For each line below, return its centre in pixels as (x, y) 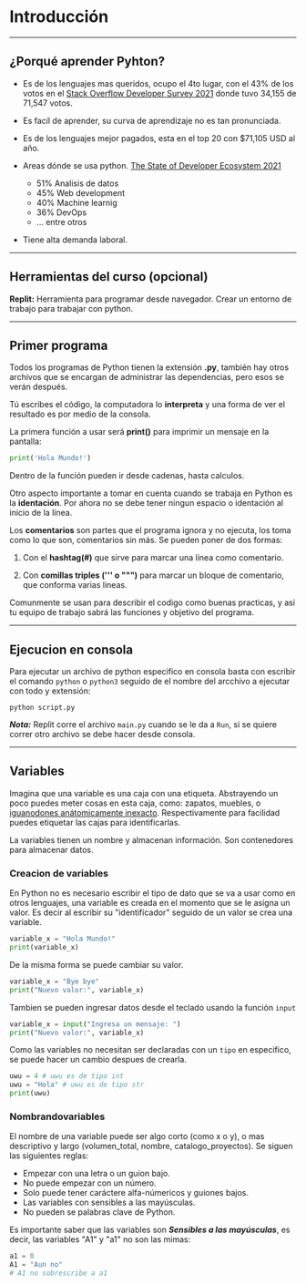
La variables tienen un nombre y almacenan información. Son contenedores (152, 839)
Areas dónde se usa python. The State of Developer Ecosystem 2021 (152, 165)
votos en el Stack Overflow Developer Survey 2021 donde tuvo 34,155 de (159, 93)
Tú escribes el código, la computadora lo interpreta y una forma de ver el (147, 405)
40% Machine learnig (76, 202)
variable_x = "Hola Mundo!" (63, 939)
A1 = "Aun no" (36, 1265)
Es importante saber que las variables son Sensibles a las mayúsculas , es (150, 1230)
